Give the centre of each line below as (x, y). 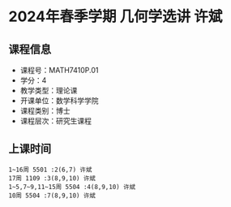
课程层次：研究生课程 (56, 121)
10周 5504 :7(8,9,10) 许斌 (52, 196)
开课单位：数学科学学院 (59, 101)
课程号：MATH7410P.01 (59, 70)
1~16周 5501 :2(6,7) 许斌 (50, 170)
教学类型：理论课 (49, 91)
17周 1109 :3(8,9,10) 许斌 (52, 178)
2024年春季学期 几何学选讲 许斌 (115, 17)
